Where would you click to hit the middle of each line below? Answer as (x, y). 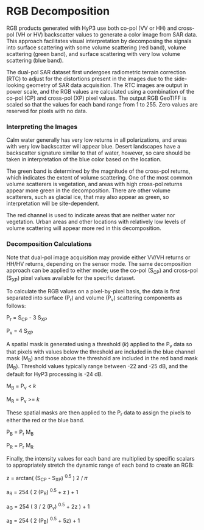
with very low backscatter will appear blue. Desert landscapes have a (93, 147)
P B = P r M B (20, 433)
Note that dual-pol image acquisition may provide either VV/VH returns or (98, 257)
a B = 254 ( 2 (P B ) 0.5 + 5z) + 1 (43, 521)
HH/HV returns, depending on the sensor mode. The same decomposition (99, 263)
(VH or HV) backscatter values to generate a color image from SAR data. (107, 34)
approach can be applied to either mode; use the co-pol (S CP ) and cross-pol (102, 271)
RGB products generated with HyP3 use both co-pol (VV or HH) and (92, 28)
